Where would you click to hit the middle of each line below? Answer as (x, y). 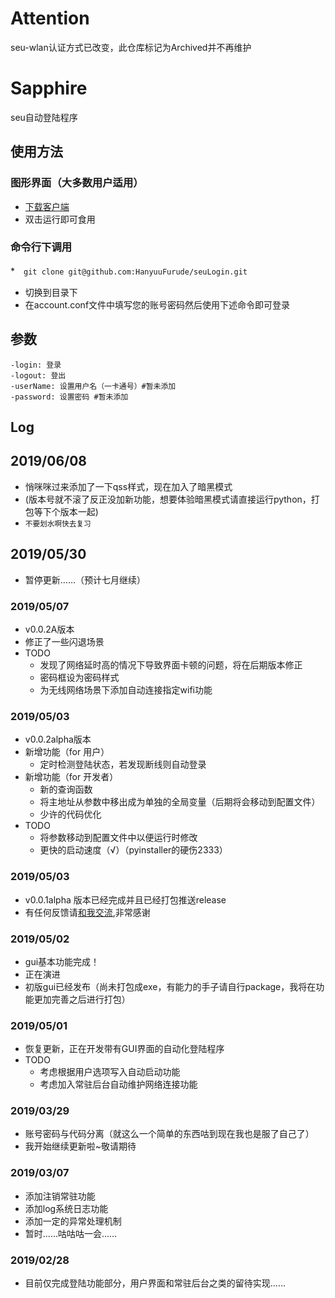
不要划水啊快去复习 (58, 523)
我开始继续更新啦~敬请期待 (80, 1146)
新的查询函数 (66, 789)
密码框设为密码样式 (79, 677)
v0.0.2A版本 (49, 629)
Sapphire (49, 88)
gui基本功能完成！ (62, 961)
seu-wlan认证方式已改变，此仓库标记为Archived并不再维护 (131, 47)
